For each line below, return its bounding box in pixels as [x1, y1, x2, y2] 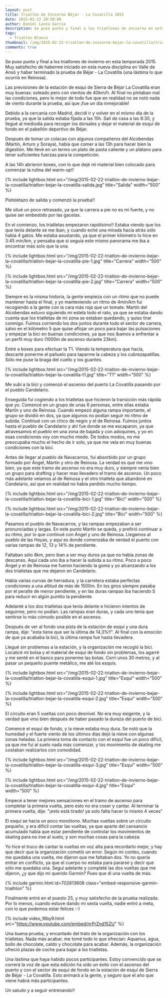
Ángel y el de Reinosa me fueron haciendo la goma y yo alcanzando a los [5, 562, 156, 568]
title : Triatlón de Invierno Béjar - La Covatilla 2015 [5, 12, 124, 17]
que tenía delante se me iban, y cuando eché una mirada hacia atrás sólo [5, 227, 156, 233]
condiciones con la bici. [5, 444, 54, 450]
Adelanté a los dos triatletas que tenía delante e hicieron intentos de [5, 603, 145, 609]
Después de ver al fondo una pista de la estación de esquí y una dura [5, 623, 148, 630]
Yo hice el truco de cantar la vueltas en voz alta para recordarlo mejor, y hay [5, 843, 162, 849]
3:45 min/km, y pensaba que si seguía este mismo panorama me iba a [5, 237, 149, 243]
